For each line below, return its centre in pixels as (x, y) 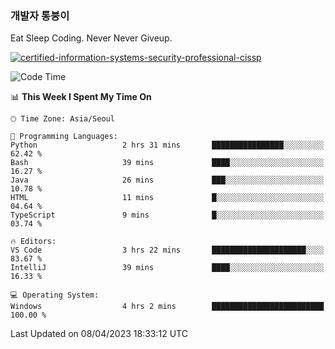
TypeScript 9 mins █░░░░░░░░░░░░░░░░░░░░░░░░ (167, 215)
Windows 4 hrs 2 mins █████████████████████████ (167, 307)
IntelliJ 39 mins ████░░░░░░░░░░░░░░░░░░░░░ (167, 268)
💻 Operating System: (55, 295)
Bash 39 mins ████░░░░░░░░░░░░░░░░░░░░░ (167, 163)
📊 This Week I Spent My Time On (81, 97)
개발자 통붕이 (40, 15)
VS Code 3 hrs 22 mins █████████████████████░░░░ (167, 250)
